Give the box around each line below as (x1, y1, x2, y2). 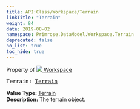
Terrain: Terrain (6, 77, 58, 85)
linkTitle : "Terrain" (6, 15, 61, 21)
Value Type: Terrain (6, 89, 56, 96)
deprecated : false (6, 37, 53, 43)
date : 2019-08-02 (6, 26, 50, 32)
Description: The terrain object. (6, 96, 86, 103)
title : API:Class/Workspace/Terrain (6, 9, 99, 15)
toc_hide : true (6, 49, 45, 55)
